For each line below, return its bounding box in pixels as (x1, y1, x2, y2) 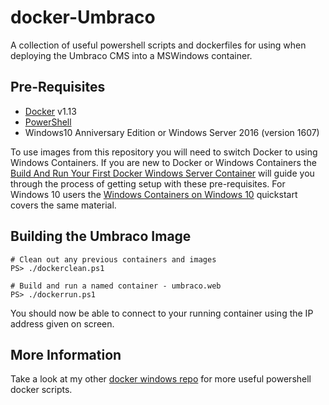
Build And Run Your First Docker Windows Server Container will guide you (10, 167, 315, 179)
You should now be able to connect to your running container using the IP (10, 307, 314, 319)
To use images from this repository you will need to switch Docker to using (10, 146, 318, 158)
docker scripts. (10, 384, 73, 396)
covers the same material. (10, 199, 117, 211)
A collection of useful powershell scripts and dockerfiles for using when (10, 39, 307, 51)
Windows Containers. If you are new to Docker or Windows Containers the (10, 156, 317, 168)
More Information (10, 346, 122, 363)
